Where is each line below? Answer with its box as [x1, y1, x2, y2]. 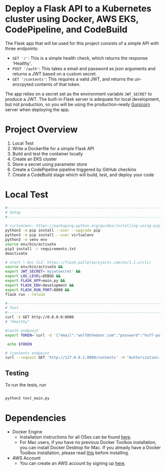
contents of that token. [34, 81, 81, 87]
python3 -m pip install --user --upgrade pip [5, 228, 100, 233]
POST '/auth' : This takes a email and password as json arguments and [12, 65, 156, 72]
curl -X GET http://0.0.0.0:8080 [5, 314, 74, 320]
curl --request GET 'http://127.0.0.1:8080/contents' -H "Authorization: [5, 355, 161, 360]
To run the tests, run [5, 382, 46, 388]
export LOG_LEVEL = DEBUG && [5, 274, 61, 279]
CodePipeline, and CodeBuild [5, 24, 127, 35]
